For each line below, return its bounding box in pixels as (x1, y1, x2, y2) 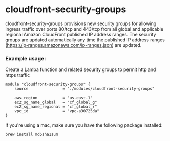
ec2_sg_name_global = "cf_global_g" (14, 100, 97, 105)
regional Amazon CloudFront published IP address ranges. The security (5, 31, 156, 37)
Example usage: (5, 55, 46, 62)
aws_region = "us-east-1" (14, 96, 93, 101)
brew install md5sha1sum (5, 132, 58, 137)
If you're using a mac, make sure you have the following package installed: (5, 122, 163, 128)
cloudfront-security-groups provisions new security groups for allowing (5, 20, 157, 27)
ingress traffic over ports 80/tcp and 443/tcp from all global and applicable (5, 26, 164, 32)
